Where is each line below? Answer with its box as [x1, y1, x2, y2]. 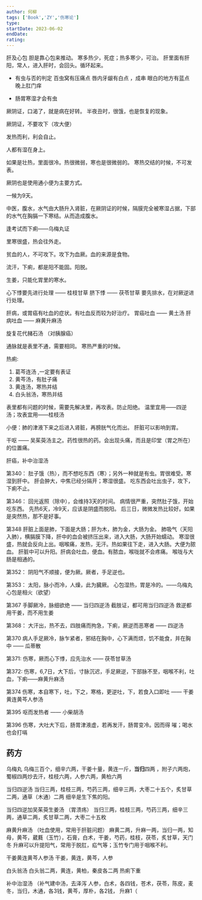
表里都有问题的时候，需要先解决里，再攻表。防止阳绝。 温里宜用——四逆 [6, 404, 187, 410]
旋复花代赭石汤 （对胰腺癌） [6, 330, 76, 337]
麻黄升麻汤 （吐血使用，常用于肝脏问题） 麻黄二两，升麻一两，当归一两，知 [6, 826, 194, 833]
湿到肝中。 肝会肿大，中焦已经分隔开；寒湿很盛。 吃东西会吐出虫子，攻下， [6, 477, 194, 484]
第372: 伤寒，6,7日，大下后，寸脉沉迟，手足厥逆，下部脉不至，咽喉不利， [6, 668, 190, 675]
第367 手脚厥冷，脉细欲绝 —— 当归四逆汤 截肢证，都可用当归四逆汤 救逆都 [6, 602, 192, 608]
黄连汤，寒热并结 [14, 383, 58, 390]
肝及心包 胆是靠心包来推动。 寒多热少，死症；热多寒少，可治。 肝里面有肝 [6, 54, 190, 61]
